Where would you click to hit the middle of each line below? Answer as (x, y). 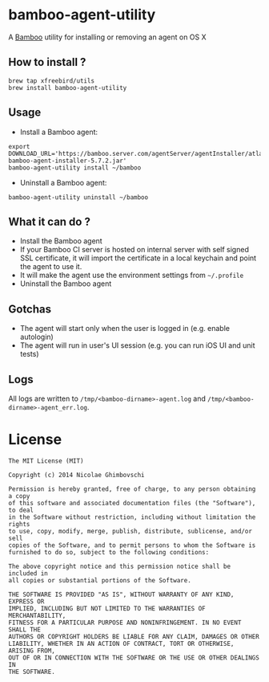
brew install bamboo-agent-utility (68, 88)
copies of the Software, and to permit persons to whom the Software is (132, 545)
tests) (29, 354)
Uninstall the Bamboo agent (66, 284)
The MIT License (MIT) (46, 461)
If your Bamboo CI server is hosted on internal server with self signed (134, 250)
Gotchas (30, 309)
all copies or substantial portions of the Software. (100, 580)
